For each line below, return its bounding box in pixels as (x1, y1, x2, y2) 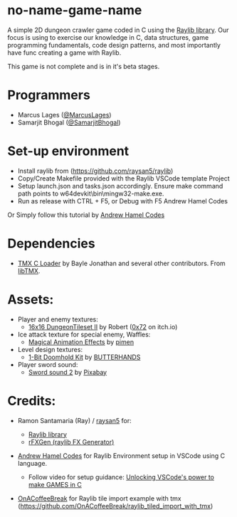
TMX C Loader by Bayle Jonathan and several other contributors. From (17, 259, 226, 267)
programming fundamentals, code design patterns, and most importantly (7, 41, 221, 49)
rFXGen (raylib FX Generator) (28, 437, 115, 446)
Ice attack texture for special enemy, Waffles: (17, 330, 151, 339)
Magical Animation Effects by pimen (28, 337, 134, 346)
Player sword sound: (17, 360, 78, 368)
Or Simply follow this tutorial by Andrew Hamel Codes (7, 210, 165, 219)
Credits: (7, 393, 56, 409)
